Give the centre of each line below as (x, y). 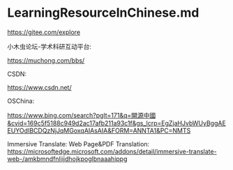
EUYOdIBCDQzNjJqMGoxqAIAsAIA (58, 130)
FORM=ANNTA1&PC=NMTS (151, 130)
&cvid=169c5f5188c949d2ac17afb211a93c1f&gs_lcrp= (84, 123)
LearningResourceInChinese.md (103, 13)
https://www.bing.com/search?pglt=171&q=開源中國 (82, 115)
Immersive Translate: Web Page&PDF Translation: (78, 144)
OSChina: (21, 101)
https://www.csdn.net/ (39, 87)
